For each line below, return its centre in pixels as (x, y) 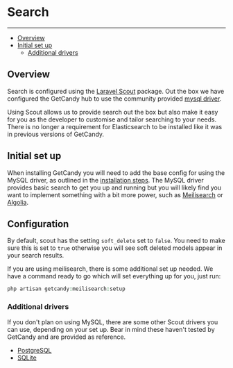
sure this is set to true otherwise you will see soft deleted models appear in (115, 248)
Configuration (38, 224)
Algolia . (18, 202)
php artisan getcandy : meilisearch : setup (67, 289)
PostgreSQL (34, 350)
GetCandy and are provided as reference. (67, 337)
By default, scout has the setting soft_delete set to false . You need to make (116, 241)
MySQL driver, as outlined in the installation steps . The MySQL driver (106, 180)
